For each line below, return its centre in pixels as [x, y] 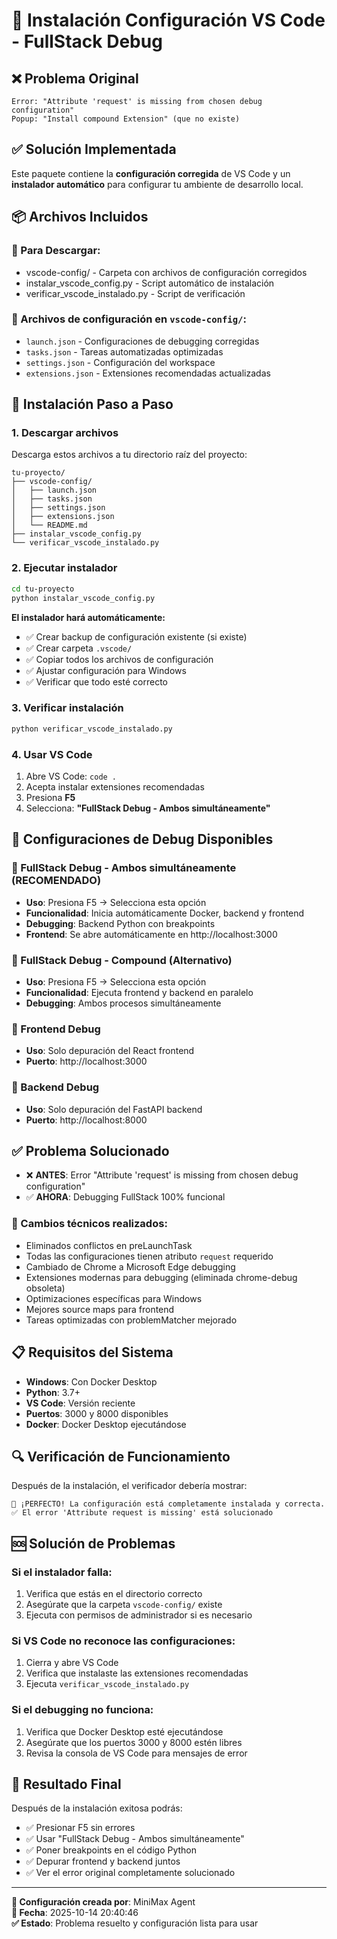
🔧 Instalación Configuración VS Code [168, 20]
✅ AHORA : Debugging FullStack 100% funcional [125, 1197]
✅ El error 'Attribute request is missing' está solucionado [142, 1513]
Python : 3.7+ [53, 1392]
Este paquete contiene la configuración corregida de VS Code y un [151, 173]
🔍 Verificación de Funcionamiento [121, 1456]
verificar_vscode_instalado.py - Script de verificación [135, 293]
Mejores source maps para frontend [100, 1309]
